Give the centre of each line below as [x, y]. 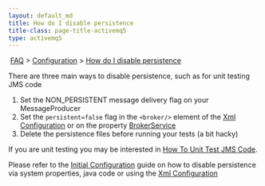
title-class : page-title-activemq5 [67, 30]
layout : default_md [41, 16]
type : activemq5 [35, 38]
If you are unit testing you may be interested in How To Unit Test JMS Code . [133, 149]
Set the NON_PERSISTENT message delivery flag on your [114, 100]
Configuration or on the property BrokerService [98, 125]
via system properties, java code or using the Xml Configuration [113, 173]
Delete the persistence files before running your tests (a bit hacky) [129, 134]
